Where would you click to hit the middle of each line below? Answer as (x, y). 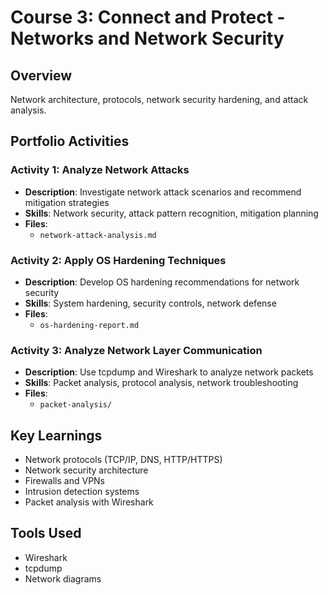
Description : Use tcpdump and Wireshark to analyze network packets (169, 372)
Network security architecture (86, 470)
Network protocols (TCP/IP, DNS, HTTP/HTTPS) (123, 460)
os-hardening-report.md (89, 325)
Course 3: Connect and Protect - (148, 17)
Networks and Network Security (147, 38)
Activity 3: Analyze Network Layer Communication (136, 350)
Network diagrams (63, 578)
